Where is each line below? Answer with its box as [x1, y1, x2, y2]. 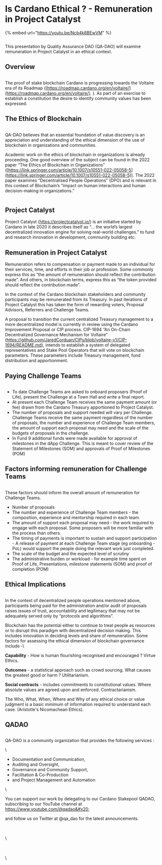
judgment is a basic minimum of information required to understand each [5, 701, 151, 707]
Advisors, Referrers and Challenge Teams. [5, 307, 90, 313]
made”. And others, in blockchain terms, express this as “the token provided [5, 277, 157, 283]
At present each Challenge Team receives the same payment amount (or [12, 399, 157, 405]
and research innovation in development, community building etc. [5, 234, 136, 240]
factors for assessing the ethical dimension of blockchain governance [5, 638, 145, 643]
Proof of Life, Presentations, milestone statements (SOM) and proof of [12, 561, 152, 567]
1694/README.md [5, 342, 42, 348]
